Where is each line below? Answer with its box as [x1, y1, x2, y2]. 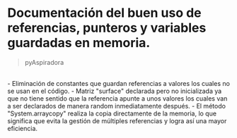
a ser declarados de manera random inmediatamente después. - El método [7, 101, 226, 110]
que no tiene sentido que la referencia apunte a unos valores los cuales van [7, 94, 228, 103]
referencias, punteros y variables [7, 20, 207, 36]
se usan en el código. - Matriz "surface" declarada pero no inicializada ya [7, 87, 222, 95]
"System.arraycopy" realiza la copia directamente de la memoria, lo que [7, 109, 217, 118]
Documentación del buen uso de [7, 5, 202, 21]
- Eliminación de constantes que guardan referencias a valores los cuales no [7, 79, 230, 87]
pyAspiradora [24, 58, 64, 66]
